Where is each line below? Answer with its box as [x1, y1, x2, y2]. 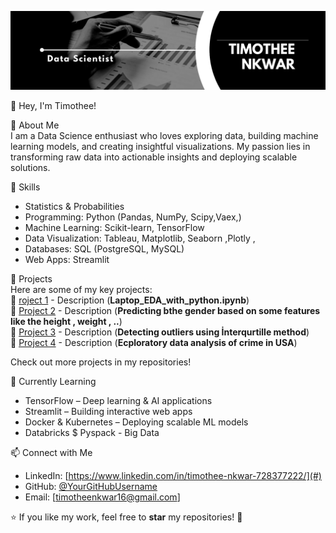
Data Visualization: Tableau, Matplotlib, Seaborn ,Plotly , [24, 232, 256, 244]
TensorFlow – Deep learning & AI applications [24, 395, 213, 406]
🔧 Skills [10, 181, 41, 193]
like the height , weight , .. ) [10, 316, 123, 327]
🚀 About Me [10, 119, 60, 131]
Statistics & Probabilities [24, 201, 125, 212]
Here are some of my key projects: [10, 284, 153, 295]
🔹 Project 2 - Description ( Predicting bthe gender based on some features [10, 305, 321, 316]
